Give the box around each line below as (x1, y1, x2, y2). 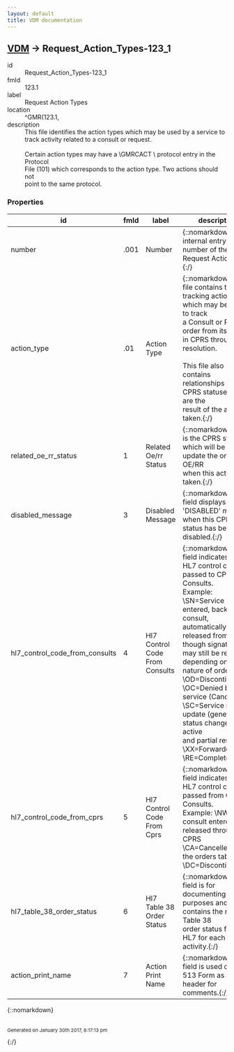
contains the (182, 906, 224, 916)
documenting (182, 889, 226, 898)
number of (182, 244, 217, 254)
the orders (182, 852, 217, 861)
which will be (182, 441, 226, 451)
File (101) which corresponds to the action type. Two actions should (24, 165, 218, 173)
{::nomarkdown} (7, 1005, 54, 1014)
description (7, 120, 40, 129)
